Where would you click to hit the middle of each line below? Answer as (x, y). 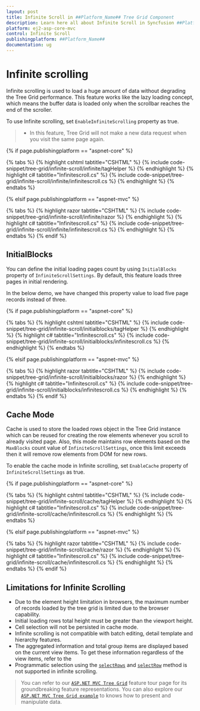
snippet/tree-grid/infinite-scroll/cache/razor (60, 550)
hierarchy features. (38, 640)
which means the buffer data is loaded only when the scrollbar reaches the (98, 103)
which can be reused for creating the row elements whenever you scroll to (97, 436)
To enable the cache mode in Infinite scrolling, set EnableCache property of (97, 466)
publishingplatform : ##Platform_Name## (56, 39)
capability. (27, 615)
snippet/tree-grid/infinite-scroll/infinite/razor (61, 217)
